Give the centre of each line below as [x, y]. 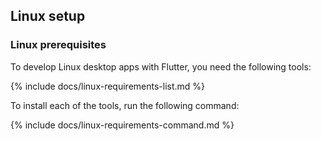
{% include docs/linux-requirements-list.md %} [108, 86]
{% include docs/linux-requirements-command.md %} [122, 125]
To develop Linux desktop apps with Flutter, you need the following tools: [161, 66]
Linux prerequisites [58, 45]
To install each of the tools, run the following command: [125, 105]
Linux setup [48, 16]
